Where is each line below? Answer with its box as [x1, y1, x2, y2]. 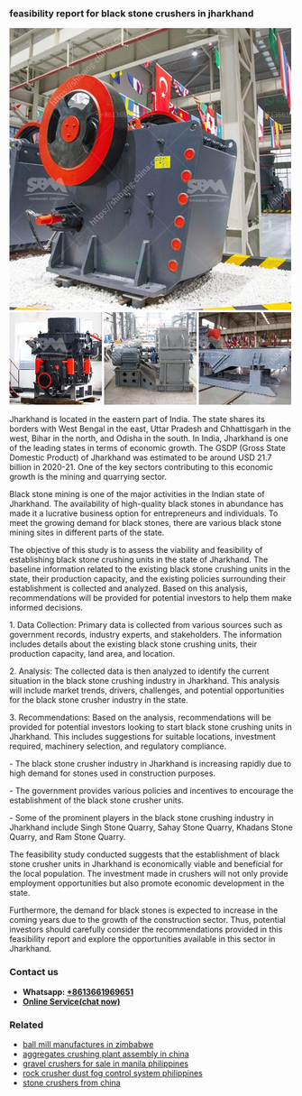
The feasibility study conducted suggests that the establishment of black [9, 849, 280, 860]
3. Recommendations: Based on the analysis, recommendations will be [9, 712, 272, 723]
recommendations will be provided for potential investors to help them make [9, 593, 292, 603]
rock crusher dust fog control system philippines [22, 1067, 203, 1078]
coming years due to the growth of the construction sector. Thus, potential [9, 915, 286, 926]
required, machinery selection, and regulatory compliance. [9, 741, 227, 751]
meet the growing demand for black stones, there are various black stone [9, 518, 282, 529]
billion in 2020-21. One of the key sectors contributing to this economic [9, 462, 273, 473]
